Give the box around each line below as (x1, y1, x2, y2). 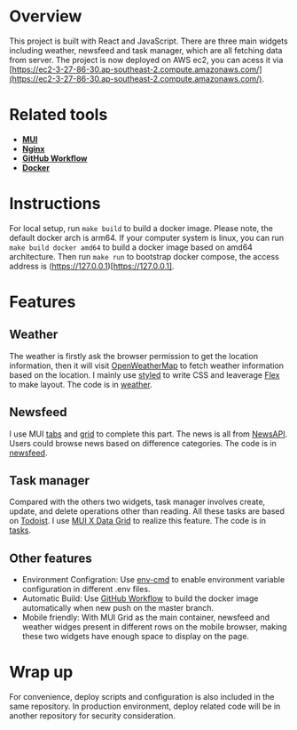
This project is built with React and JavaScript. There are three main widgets (9, 36, 288, 46)
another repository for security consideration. (9, 710, 176, 721)
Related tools (9, 105, 108, 125)
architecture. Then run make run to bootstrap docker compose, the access (9, 251, 279, 261)
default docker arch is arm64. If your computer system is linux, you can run (9, 232, 285, 243)
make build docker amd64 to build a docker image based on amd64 (9, 242, 253, 253)
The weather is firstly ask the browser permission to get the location (9, 350, 259, 361)
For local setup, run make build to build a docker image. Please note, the (9, 222, 273, 233)
